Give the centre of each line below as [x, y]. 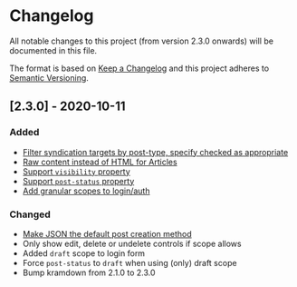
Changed [30, 214]
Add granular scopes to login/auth [86, 191]
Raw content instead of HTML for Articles [100, 162]
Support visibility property [77, 171]
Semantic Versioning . [49, 77]
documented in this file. [53, 50]
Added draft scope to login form [84, 253]
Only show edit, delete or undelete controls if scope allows [132, 243]
